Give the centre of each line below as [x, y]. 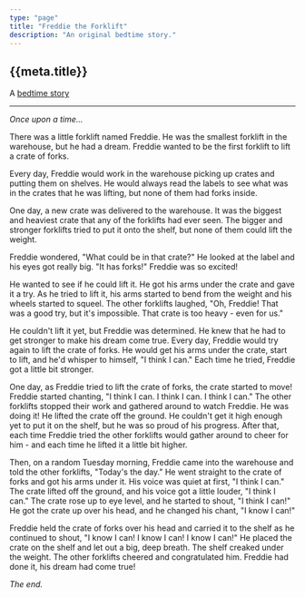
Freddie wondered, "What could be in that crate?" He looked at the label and [152, 257]
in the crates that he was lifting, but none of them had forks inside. [133, 193]
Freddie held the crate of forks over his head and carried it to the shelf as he [152, 528]
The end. [26, 584]
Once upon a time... [46, 120]
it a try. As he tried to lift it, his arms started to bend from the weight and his [151, 294]
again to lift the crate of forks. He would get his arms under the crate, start [148, 350]
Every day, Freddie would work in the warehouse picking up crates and [142, 174]
